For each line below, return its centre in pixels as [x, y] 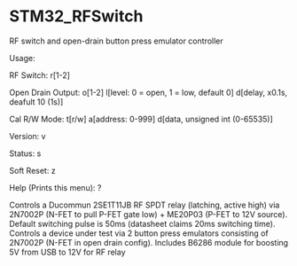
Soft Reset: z [32, 170]
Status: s [25, 153]
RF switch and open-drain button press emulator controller [116, 41]
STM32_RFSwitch [76, 16]
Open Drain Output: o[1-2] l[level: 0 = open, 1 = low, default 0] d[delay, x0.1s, [148, 92]
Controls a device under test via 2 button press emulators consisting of [139, 233]
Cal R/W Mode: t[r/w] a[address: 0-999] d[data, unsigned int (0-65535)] [141, 119]
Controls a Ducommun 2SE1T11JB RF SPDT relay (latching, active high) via [145, 205]
